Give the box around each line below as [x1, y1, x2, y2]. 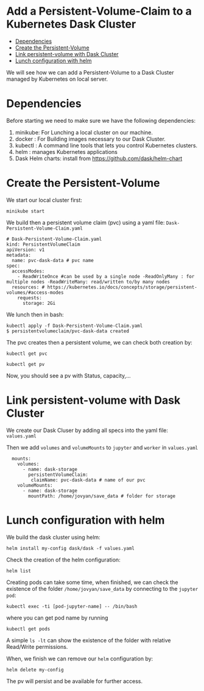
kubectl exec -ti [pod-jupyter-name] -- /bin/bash [6, 603, 138, 609]
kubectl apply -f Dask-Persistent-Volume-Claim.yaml [6, 323, 143, 329]
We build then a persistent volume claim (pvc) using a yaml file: [6, 219, 165, 226]
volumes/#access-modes [6, 289, 64, 296]
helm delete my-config [6, 667, 64, 673]
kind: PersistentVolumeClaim [6, 241, 80, 247]
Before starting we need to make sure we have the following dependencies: [6, 117, 196, 124]
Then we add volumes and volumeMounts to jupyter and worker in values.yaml [6, 444, 199, 451]
